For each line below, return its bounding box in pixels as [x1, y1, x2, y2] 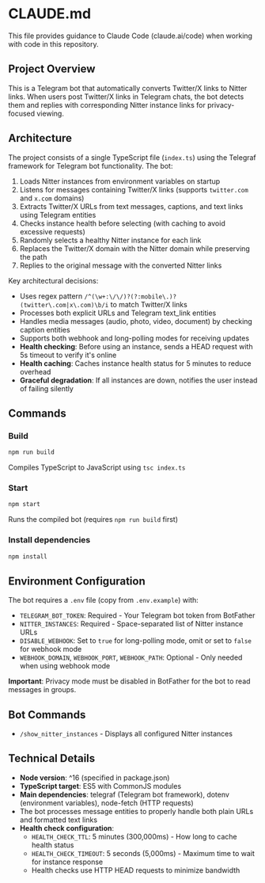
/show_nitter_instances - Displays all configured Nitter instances [19, 729, 233, 739]
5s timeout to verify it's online [19, 350, 117, 360]
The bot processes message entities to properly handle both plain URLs [19, 806, 254, 816]
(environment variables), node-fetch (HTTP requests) [19, 797, 194, 808]
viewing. [36, 108, 65, 118]
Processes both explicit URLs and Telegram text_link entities [19, 308, 217, 318]
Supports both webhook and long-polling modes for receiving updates [19, 333, 250, 343]
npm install [8, 552, 47, 561]
